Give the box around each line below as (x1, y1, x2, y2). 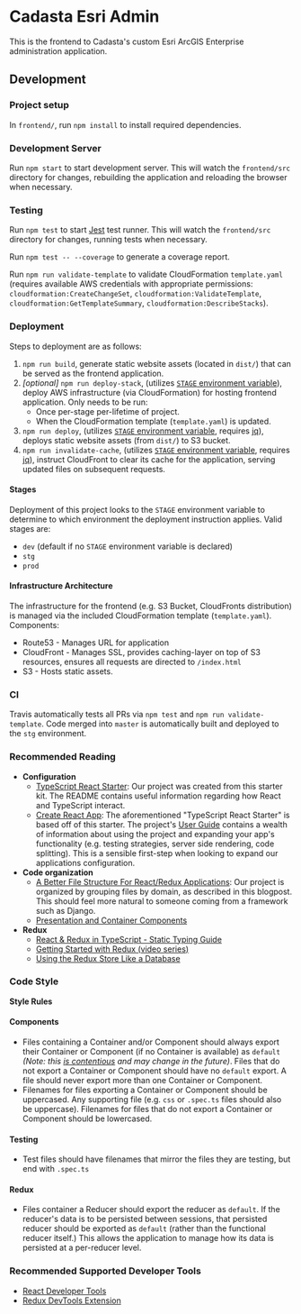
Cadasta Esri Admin (9, 6, 160, 27)
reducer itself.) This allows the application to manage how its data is (22, 1233, 274, 1244)
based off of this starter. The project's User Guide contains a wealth (35, 818, 288, 830)
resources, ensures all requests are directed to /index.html (22, 656, 243, 667)
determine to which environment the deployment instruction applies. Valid (9, 514, 283, 525)
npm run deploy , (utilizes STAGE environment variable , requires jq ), (22, 425, 264, 436)
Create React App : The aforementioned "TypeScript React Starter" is (35, 809, 290, 820)
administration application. (9, 45, 108, 56)
